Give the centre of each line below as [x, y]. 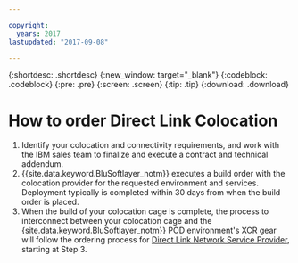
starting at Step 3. [54, 250]
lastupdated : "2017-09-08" [58, 42]
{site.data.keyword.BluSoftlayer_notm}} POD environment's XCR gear [149, 230]
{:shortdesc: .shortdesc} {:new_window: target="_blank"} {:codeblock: [138, 75]
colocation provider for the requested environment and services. [140, 183]
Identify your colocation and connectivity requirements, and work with [150, 145]
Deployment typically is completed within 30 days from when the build [151, 193]
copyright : [29, 25]
